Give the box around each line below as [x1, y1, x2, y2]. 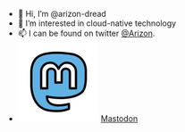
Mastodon [100, 113, 139, 124]
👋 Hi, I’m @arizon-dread [17, 9, 107, 19]
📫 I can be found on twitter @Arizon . [17, 28, 156, 38]
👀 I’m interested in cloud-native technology [17, 18, 177, 29]
